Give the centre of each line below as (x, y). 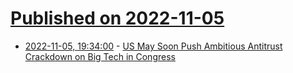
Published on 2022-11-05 (117, 18)
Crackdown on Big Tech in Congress (100, 56)
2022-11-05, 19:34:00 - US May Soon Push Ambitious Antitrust (153, 46)
